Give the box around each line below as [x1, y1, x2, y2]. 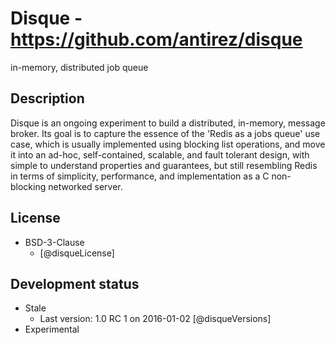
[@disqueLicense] [39, 247, 115, 259]
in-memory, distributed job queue [10, 61, 149, 73]
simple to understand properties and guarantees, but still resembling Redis [10, 159, 318, 171]
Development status [10, 275, 140, 292]
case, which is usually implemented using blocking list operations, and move [10, 138, 326, 150]
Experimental [24, 323, 80, 336]
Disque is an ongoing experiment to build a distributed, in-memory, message [10, 117, 326, 129]
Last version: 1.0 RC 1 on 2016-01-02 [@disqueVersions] [39, 313, 272, 325]
